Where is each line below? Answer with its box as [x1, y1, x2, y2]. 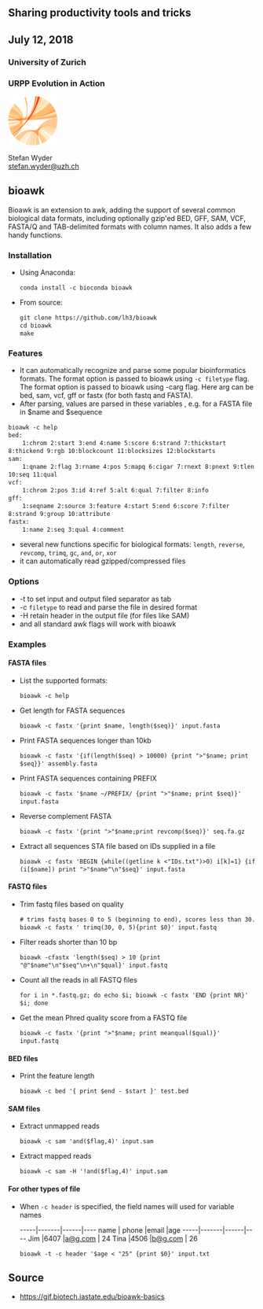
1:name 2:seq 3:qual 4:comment [22, 526, 125, 534]
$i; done [19, 999, 49, 1008]
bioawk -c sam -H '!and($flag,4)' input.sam [19, 1167, 168, 1175]
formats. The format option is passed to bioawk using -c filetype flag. [19, 374, 250, 384]
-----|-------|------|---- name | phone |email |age [19, 1225, 181, 1234]
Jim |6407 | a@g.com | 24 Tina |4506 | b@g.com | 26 [27, 1233, 198, 1243]
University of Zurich [8, 57, 86, 68]
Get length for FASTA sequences [19, 706, 126, 715]
